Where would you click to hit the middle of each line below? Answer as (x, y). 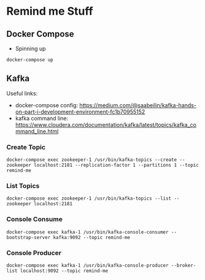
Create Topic (26, 147)
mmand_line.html (37, 131)
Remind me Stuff (50, 11)
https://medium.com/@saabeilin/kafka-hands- (138, 105)
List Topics (23, 186)
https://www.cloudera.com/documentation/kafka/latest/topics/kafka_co (106, 124)
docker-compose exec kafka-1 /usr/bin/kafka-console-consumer (87, 232)
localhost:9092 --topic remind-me (64, 271)
